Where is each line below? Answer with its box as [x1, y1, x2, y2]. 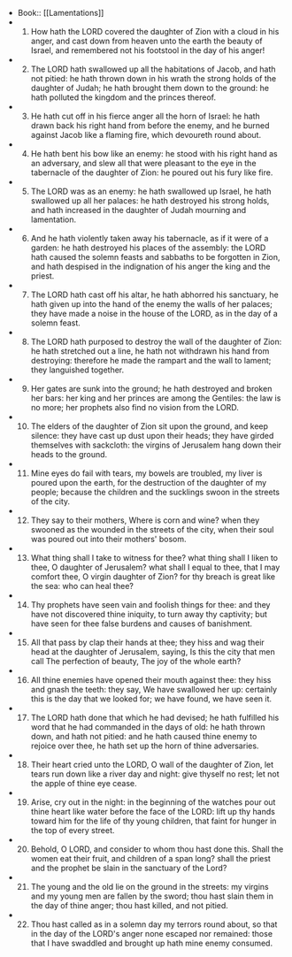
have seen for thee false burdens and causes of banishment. [30, 618, 253, 629]
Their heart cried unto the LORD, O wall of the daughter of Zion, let [30, 760, 274, 769]
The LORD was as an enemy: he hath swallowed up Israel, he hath [30, 186, 272, 196]
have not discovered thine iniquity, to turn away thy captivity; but [30, 609, 268, 619]
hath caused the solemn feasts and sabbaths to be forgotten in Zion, [30, 252, 280, 262]
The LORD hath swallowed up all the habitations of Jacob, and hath [30, 64, 276, 74]
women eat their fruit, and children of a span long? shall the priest [30, 854, 272, 863]
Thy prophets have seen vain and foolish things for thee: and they [30, 600, 271, 609]
